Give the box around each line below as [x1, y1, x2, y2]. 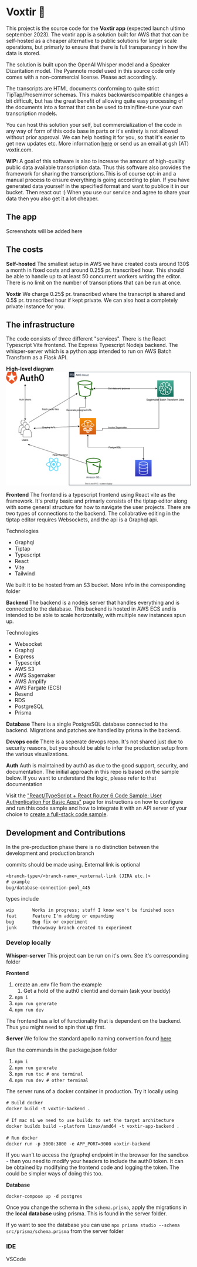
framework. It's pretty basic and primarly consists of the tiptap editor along [6, 497, 188, 504]
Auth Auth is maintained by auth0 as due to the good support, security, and [6, 762, 189, 769]
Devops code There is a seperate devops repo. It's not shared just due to [6, 738, 184, 745]
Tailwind [14, 570, 35, 577]
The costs [6, 245, 43, 255]
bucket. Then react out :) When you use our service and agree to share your [6, 188, 190, 196]
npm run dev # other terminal [14, 1077, 89, 1083]
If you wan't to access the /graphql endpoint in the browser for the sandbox [6, 1151, 189, 1158]
